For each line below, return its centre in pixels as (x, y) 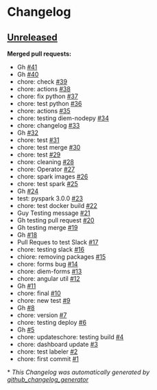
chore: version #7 (42, 315)
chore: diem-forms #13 (49, 271)
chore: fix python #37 (48, 96)
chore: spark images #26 (52, 176)
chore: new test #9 (44, 300)
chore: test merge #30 (49, 147)
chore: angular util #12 (48, 278)
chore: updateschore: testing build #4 (70, 337)
